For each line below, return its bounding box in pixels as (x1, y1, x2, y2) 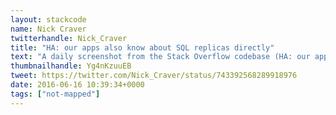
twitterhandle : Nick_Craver (10, 33, 128, 43)
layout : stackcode (10, 14, 87, 25)
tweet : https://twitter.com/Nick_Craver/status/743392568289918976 (10, 71, 298, 81)
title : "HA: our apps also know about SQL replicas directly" (10, 42, 275, 53)
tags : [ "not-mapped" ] (10, 89, 101, 99)
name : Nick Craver (10, 24, 87, 34)
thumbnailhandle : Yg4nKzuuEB (10, 61, 132, 71)
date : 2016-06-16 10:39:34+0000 (10, 80, 145, 90)
